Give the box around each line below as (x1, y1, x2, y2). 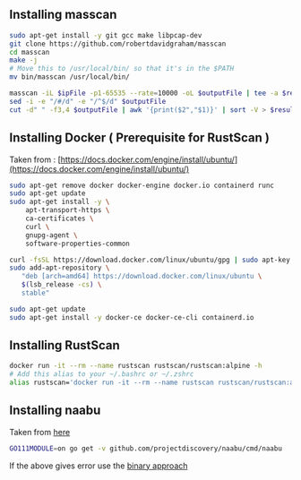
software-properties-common (25, 239, 130, 248)
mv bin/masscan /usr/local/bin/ (9, 73, 130, 81)
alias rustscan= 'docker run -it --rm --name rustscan (9, 378, 215, 388)
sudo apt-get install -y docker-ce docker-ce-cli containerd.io (9, 313, 254, 321)
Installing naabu (9, 403, 101, 418)
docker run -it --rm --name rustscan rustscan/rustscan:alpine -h (9, 362, 262, 371)
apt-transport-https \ (25, 206, 110, 215)
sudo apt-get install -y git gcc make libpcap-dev (9, 30, 202, 39)
